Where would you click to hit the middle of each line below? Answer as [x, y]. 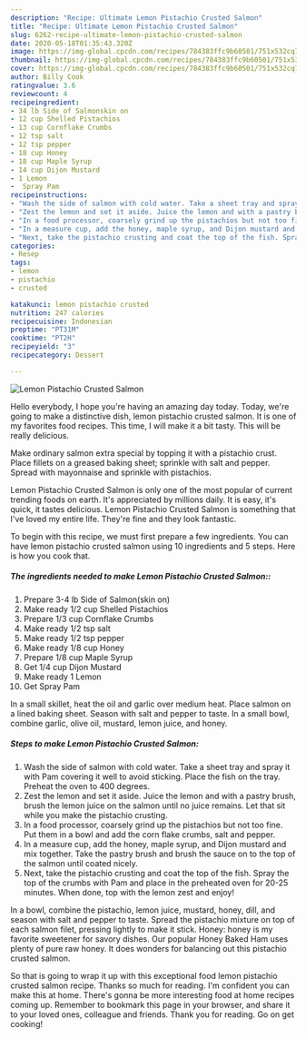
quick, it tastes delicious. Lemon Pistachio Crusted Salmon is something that [153, 509]
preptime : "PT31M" [45, 330]
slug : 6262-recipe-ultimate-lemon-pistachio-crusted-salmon [127, 35]
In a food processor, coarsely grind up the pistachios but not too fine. [153, 825]
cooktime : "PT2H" [43, 338]
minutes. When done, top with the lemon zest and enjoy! [129, 892]
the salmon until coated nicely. [81, 863]
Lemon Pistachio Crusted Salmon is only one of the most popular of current [152, 489]
